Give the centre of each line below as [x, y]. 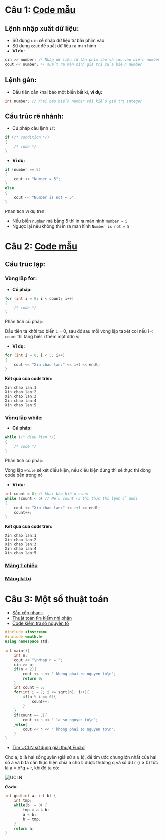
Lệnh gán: [21, 80]
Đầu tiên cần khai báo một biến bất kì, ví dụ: [57, 92]
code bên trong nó [24, 475]
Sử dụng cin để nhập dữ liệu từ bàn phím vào [58, 40]
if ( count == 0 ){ [31, 715]
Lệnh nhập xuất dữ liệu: [42, 28]
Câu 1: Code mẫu [40, 10]
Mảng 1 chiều [21, 565]
